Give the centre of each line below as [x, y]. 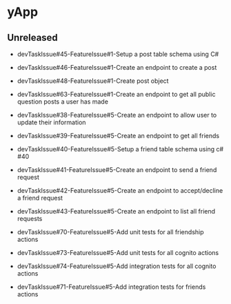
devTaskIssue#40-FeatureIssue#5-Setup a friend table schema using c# [120, 149]
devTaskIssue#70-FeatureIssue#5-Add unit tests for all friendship [111, 232]
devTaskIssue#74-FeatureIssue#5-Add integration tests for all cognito [117, 266]
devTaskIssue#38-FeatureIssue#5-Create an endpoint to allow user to [117, 115]
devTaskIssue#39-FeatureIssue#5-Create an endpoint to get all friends [118, 136]
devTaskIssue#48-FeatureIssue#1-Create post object [93, 81]
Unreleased [33, 38]
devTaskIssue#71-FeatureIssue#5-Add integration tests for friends [111, 287]
